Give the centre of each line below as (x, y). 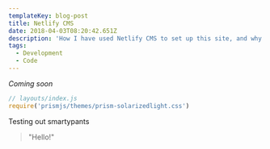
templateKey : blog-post (49, 16)
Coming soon (31, 83)
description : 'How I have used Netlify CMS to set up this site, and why (135, 38)
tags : (17, 46)
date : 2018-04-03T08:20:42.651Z (63, 31)
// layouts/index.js (43, 98)
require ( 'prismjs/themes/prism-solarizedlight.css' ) (99, 106)
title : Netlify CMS (41, 23)
